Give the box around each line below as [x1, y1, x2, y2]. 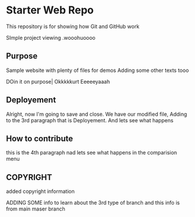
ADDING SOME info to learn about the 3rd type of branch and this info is [6, 199, 180, 206]
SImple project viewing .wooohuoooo [6, 34, 96, 41]
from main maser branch [6, 205, 65, 212]
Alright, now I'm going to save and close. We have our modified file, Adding [6, 111, 187, 118]
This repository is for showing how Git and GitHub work [6, 23, 140, 30]
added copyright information [6, 188, 75, 195]
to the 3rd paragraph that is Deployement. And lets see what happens [6, 116, 174, 123]
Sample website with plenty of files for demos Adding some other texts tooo [6, 67, 189, 74]
